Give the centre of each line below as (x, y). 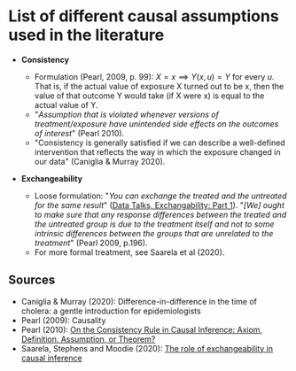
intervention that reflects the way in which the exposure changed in (157, 151)
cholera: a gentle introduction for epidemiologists (111, 311)
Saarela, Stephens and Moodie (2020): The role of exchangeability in (147, 348)
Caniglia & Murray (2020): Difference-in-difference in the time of (139, 301)
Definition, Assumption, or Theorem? (88, 339)
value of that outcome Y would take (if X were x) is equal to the (149, 96)
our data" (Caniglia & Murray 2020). (100, 161)
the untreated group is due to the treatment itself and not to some (154, 224)
